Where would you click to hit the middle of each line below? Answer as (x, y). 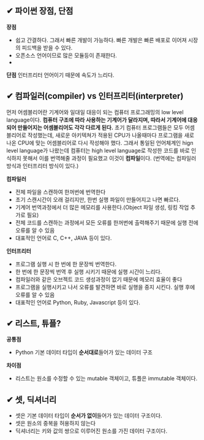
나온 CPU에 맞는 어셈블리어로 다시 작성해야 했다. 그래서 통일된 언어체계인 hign (100, 142)
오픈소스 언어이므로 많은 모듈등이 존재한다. (66, 55)
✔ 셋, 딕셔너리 (32, 400)
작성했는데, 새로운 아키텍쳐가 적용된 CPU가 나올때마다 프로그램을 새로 (111, 135)
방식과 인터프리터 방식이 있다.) (43, 166)
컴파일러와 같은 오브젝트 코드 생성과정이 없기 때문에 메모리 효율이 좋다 (99, 279)
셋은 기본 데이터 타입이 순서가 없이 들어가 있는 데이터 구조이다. (89, 415)
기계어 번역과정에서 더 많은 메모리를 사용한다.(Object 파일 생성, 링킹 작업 (102, 207)
